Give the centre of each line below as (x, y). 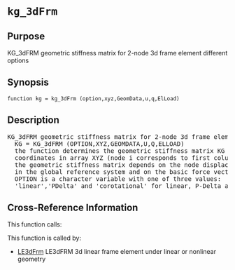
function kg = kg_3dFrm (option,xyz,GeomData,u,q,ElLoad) (93, 99)
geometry (31, 259)
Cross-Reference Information (73, 208)
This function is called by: (44, 238)
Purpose (26, 36)
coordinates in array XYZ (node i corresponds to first (112, 158)
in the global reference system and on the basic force (112, 172)
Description (33, 120)
